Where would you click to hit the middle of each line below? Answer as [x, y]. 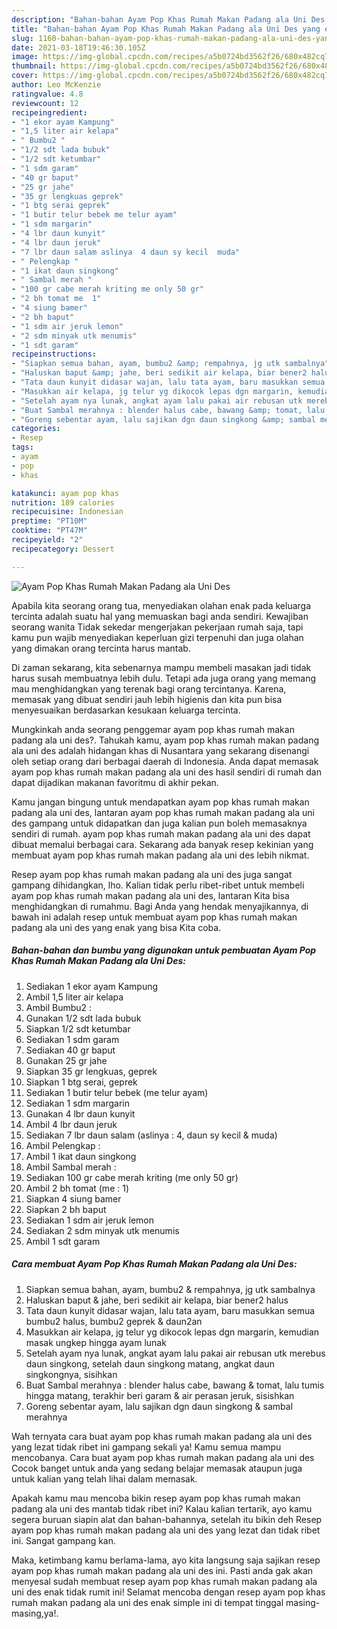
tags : [22, 447]
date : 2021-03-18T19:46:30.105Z [78, 47]
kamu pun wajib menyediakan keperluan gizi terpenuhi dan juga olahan [157, 637]
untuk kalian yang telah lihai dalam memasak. [104, 1478]
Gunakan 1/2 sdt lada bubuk [83, 1018]
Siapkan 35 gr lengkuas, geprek [91, 1071]
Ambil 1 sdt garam [63, 1241]
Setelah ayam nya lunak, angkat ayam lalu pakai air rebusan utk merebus [175, 1353]
